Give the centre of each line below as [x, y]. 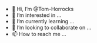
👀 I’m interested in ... [36, 15]
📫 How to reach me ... [39, 34]
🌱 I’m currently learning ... [43, 21]
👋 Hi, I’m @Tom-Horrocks [43, 9]
